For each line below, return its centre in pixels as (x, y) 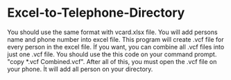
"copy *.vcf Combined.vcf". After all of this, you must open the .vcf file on (112, 61)
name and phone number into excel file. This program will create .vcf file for (115, 39)
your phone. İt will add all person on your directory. (80, 69)
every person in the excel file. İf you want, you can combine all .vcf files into (116, 47)
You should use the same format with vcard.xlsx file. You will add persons (112, 32)
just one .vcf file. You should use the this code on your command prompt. (112, 54)
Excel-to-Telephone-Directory (96, 13)
